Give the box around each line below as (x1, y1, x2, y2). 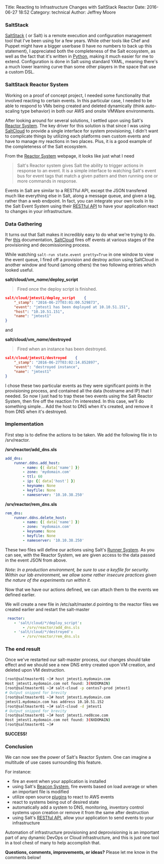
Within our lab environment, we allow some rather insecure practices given (5, 572, 157, 578)
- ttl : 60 (23, 474, 43, 479)
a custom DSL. (5, 69, 35, 75)
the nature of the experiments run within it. (5, 577, 92, 583)
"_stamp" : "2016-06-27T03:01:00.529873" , (14, 300, 99, 305)
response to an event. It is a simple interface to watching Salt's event (17, 167, 157, 173)
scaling (5, 108, 20, 114)
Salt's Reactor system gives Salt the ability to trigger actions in (17, 162, 143, 168)
